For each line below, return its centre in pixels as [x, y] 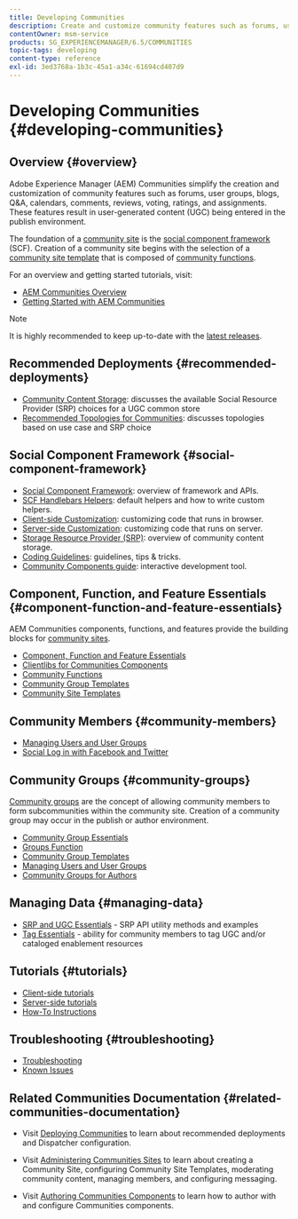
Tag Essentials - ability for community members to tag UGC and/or [144, 934]
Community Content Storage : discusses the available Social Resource [149, 399]
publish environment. [48, 221]
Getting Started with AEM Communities [94, 301]
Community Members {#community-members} [143, 721]
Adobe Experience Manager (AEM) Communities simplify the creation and [144, 184]
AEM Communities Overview [74, 292]
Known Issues [47, 1070]
